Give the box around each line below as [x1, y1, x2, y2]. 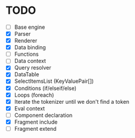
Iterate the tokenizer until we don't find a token [14, 98, 130, 105]
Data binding [14, 44, 46, 51]
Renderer [14, 37, 38, 44]
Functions [14, 50, 39, 58]
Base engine [14, 23, 45, 31]
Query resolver [14, 64, 51, 71]
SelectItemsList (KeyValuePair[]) [14, 77, 94, 85]
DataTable [14, 71, 39, 78]
